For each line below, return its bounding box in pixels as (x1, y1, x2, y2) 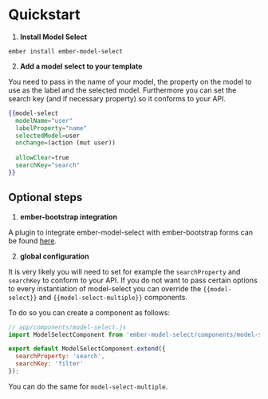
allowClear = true (15, 154, 69, 162)
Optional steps (8, 191, 83, 204)
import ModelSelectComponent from (8, 330, 124, 338)
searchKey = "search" (15, 161, 81, 169)
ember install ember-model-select (8, 47, 124, 55)
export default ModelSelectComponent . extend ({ (8, 345, 166, 353)
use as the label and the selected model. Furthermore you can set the (8, 85, 237, 95)
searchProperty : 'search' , (15, 353, 105, 361)
